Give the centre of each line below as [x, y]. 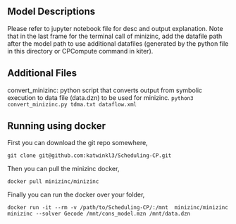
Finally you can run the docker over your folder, [76, 195]
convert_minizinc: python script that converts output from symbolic [105, 90]
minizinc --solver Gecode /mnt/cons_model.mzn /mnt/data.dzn [99, 214]
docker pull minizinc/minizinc [53, 182]
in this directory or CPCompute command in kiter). [80, 51]
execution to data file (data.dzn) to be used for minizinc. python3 [100, 97]
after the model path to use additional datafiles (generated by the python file [118, 43]
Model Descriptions [51, 12]
